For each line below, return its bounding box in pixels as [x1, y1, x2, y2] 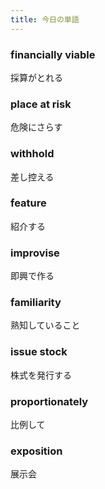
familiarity [10, 296, 62, 310]
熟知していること [10, 319, 81, 331]
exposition [10, 444, 63, 458]
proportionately [10, 394, 89, 408]
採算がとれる [10, 71, 63, 83]
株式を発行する [10, 369, 72, 381]
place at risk [10, 97, 72, 111]
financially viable [10, 47, 96, 61]
